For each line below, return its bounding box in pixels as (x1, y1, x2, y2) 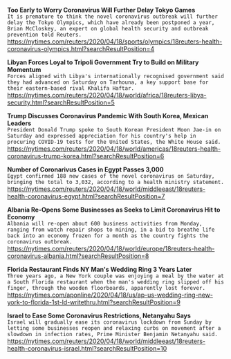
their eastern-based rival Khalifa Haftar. (7, 85, 135, 92)
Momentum (7, 66, 41, 73)
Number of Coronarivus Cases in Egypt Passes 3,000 (7, 165, 164, 174)
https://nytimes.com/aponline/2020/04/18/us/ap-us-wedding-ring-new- (7, 291, 213, 299)
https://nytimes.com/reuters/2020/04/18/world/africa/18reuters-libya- (7, 91, 207, 99)
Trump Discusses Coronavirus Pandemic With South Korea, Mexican (7, 112, 209, 120)
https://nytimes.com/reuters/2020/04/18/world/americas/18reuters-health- (7, 145, 221, 153)
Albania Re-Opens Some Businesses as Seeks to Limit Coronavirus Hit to (7, 205, 221, 214)
